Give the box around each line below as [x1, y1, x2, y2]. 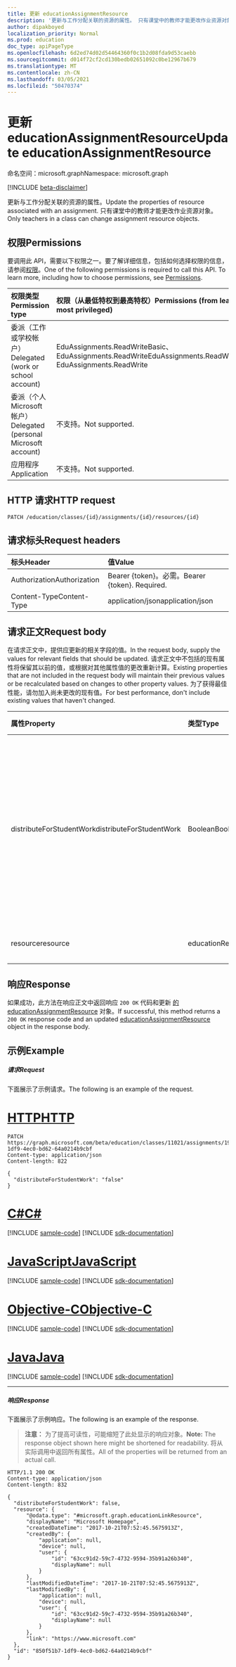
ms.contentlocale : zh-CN [7, 69, 80, 76]
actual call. [24, 1455, 56, 1464]
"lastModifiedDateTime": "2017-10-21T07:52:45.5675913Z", [25, 1580, 199, 1587]
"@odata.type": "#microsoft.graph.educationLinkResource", [25, 1512, 202, 1519]
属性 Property [11, 719, 55, 729]
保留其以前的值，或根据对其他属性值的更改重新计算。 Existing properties [19, 663, 228, 672]
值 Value [107, 557, 135, 567]
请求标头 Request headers [7, 535, 121, 547]
